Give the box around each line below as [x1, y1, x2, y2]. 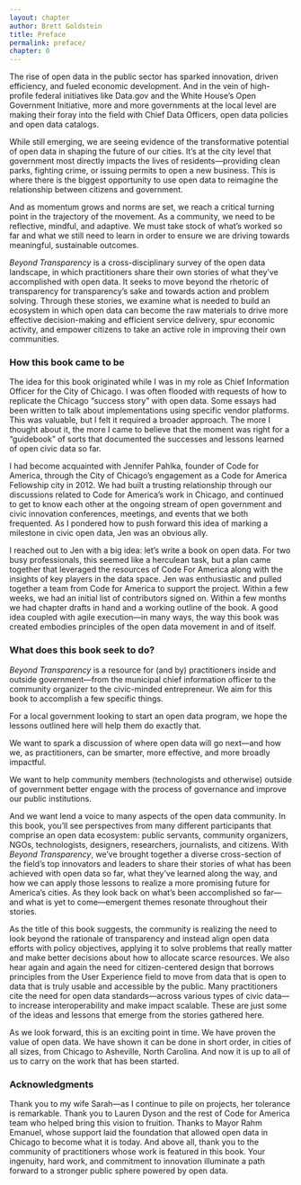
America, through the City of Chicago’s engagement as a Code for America [9, 470, 288, 481]
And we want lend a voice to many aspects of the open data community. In [9, 810, 286, 821]
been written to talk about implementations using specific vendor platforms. [9, 405, 290, 416]
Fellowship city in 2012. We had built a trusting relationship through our [9, 480, 272, 491]
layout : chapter [9, 13, 70, 22]
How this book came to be [9, 356, 125, 369]
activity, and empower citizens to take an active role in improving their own [9, 325, 286, 335]
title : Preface [9, 30, 66, 39]
